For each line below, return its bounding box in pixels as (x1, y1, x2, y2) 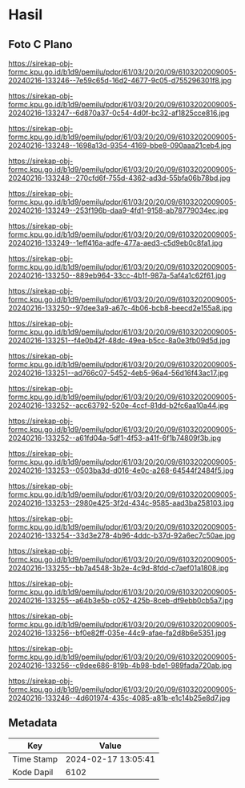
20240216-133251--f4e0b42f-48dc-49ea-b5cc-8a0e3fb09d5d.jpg (8, 336, 231, 345)
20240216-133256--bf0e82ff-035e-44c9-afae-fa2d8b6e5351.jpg (8, 628, 227, 638)
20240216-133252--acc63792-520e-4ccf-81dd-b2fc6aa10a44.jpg (8, 401, 229, 410)
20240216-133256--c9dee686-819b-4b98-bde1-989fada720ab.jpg (8, 661, 232, 670)
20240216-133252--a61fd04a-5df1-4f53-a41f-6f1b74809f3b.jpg (8, 434, 222, 442)
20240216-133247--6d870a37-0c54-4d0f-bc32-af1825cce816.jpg (8, 108, 230, 118)
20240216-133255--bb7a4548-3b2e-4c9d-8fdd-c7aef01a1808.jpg (8, 563, 230, 573)
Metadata (8, 716, 58, 730)
